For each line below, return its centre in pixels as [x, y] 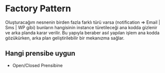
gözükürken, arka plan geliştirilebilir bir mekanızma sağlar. [65, 38]
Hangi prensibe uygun [40, 54]
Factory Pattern [38, 9]
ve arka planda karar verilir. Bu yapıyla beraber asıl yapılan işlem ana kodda [82, 33]
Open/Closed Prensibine [38, 65]
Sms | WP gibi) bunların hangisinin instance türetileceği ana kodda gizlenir [81, 27]
